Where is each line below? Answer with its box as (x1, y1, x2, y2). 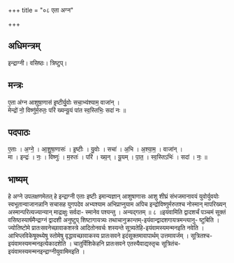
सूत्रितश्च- (190, 232, 212, 240)
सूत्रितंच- (161, 239, 181, 248)
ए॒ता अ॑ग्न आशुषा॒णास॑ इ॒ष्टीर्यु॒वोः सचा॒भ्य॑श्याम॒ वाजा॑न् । (8, 98, 120, 106)
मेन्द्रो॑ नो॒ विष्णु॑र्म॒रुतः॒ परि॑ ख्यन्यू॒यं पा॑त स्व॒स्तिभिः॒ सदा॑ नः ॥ (8, 106, 126, 114)
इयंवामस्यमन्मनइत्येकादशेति (8, 239, 66, 248)
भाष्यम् (8, 173, 28, 185)
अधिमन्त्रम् (8, 40, 41, 52)
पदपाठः (8, 127, 31, 138)
